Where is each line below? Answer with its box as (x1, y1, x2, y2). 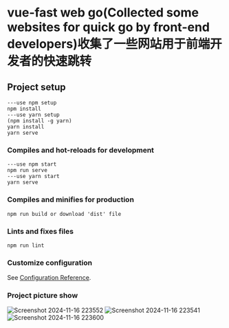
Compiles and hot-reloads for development (7, 145, 155, 155)
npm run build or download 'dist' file (7, 210, 122, 217)
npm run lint (7, 242, 45, 249)
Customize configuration (7, 258, 93, 267)
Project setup (7, 81, 67, 93)
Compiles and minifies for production (7, 195, 134, 204)
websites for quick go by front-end (7, 19, 210, 35)
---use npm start (7, 161, 57, 168)
